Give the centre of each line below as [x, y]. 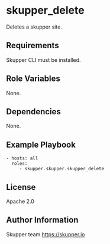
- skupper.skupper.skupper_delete [62, 169]
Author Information [42, 220]
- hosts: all [22, 158]
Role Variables [33, 79]
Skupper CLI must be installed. [43, 60]
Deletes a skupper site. [34, 27]
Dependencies [33, 112]
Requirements [33, 46]
